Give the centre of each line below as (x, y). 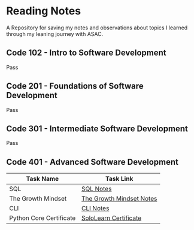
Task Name (42, 179)
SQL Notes (97, 189)
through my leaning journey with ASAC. (55, 34)
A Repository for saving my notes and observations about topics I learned (97, 28)
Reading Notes (44, 11)
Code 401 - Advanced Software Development (92, 162)
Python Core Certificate (43, 218)
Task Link (119, 179)
